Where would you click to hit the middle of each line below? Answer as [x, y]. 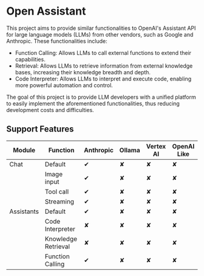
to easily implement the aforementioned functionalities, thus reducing [93, 103]
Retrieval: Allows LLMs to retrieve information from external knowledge [104, 66]
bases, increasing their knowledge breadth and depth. [83, 72]
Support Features [40, 129]
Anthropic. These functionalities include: [57, 41]
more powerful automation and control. [64, 85]
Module [24, 150]
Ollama [130, 150]
